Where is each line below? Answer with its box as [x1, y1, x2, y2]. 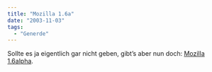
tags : [7, 23, 23, 30]
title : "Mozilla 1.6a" [7, 10, 74, 18]
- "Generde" [13, 30, 50, 37]
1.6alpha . [7, 57, 34, 66]
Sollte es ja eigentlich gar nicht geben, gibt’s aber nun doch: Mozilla [7, 49, 205, 58]
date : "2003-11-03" [7, 17, 65, 24]
